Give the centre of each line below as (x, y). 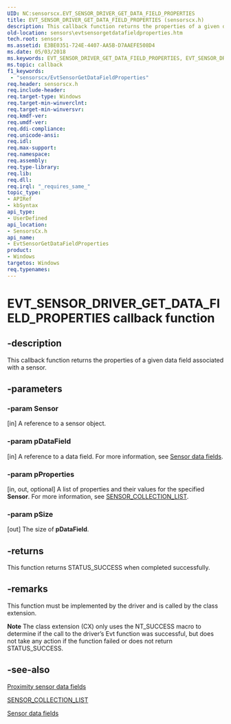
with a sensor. (27, 367)
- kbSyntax (23, 206)
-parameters (35, 389)
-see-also (29, 670)
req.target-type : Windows (44, 97)
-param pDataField (39, 441)
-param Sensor (33, 408)
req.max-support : (32, 148)
